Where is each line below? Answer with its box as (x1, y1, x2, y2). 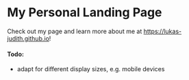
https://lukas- (143, 27, 182, 35)
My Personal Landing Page (7, 5, 162, 20)
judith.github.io (7, 34, 50, 42)
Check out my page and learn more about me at (7, 27, 142, 35)
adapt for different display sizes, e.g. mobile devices (16, 65, 165, 73)
